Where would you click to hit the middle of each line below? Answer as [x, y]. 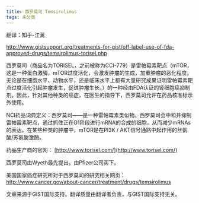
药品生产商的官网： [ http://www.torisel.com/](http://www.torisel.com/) [92, 150]
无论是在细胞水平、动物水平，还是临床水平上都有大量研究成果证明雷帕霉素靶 [99, 80]
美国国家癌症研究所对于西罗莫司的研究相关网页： [66, 175]
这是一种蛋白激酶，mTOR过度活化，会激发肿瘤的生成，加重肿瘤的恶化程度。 [99, 72]
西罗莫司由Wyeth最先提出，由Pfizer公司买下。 [63, 162]
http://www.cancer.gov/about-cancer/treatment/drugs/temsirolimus [89, 182]
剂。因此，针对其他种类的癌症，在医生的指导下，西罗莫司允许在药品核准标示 [99, 95]
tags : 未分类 [21, 17]
